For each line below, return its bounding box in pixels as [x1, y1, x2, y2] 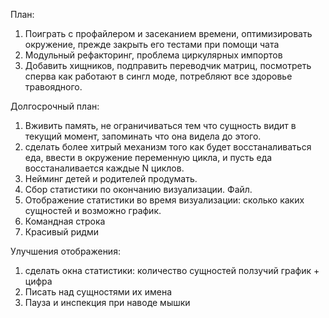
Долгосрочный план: [10, 100, 100, 112]
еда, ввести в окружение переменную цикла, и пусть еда [24, 152, 273, 163]
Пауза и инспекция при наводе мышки [24, 297, 191, 308]
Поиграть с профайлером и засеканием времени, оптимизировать [24, 28, 313, 39]
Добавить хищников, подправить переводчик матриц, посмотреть [24, 60, 312, 71]
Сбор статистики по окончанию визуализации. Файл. [24, 184, 253, 195]
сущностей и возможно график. [24, 205, 162, 216]
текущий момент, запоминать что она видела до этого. [24, 130, 262, 142]
